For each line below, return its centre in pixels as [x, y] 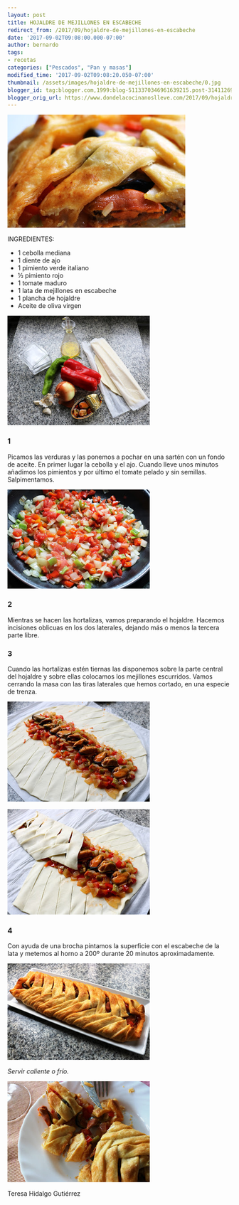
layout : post [27, 15]
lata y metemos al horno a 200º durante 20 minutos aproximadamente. [111, 954]
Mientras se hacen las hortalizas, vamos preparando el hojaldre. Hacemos [116, 620]
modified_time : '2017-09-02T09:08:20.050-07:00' [81, 75]
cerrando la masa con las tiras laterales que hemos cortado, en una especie [118, 684]
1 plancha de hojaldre [49, 298]
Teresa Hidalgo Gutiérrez [44, 1194]
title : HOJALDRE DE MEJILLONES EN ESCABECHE [74, 22]
